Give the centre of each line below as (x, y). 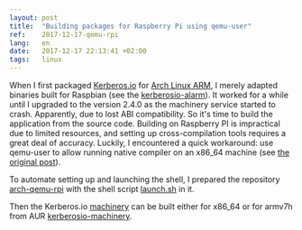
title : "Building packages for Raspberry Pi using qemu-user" (131, 26)
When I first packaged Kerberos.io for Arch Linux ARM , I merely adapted (143, 85)
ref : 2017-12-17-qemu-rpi (64, 34)
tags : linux (36, 60)
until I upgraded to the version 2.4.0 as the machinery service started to (143, 104)
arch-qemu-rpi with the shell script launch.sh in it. (102, 189)
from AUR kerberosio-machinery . (71, 216)
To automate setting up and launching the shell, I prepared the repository (145, 179)
